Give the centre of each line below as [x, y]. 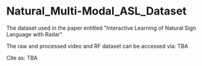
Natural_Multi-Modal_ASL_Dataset [96, 11]
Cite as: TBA [22, 58]
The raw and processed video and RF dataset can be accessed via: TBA [97, 46]
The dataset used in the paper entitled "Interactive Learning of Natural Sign [101, 28]
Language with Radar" [35, 34]
